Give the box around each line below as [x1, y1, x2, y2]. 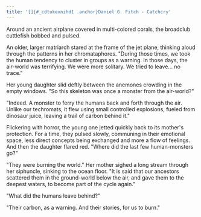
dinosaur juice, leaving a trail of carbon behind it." [6, 112, 130, 119]
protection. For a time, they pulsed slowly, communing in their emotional [6, 130, 186, 137]
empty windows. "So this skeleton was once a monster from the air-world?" [6, 87, 194, 94]
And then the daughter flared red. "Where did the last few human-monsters [6, 143, 194, 150]
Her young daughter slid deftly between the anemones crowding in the [6, 81, 182, 88]
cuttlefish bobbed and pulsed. [6, 31, 81, 39]
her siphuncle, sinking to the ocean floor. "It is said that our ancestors [6, 167, 179, 175]
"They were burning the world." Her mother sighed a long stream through [6, 161, 189, 168]
